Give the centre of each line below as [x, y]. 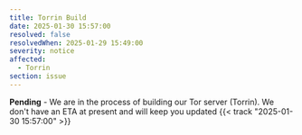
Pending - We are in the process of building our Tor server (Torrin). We [142, 102]
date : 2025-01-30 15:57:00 [60, 26]
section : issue [38, 76]
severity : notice [42, 51]
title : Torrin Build [48, 18]
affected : [28, 59]
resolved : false [40, 34]
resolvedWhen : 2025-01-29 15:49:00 [76, 43]
